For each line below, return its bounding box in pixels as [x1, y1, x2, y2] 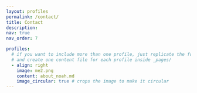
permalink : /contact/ [6, 14, 59, 20]
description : [6, 24, 38, 31]
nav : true [6, 30, 30, 36]
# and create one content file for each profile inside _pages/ [11, 56, 172, 63]
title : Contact [6, 19, 43, 25]
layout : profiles [6, 8, 49, 15]
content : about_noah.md [16, 73, 75, 79]
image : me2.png [16, 67, 54, 73]
